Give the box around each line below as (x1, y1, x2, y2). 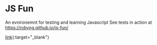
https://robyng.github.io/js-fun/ (5, 24, 69, 30)
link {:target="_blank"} (5, 34, 49, 40)
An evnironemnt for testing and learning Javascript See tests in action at (5, 19, 152, 25)
